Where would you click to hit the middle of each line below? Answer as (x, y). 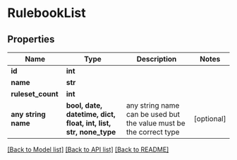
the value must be (156, 123)
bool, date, (84, 105)
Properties (31, 39)
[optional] (210, 119)
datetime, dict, (91, 114)
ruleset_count (35, 94)
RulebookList (47, 13)
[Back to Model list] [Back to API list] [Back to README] (88, 149)
